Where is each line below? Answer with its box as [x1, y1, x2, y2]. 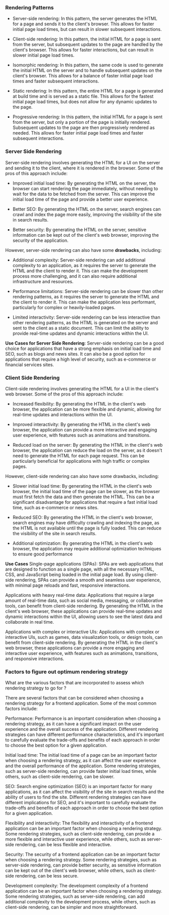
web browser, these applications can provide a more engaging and [5, 644, 144, 651]
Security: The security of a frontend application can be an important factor [5, 851, 160, 857]
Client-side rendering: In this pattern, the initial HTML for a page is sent [12, 36, 160, 42]
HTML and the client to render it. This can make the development [12, 268, 148, 274]
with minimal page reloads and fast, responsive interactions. [5, 582, 130, 588]
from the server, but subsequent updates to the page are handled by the [12, 41, 163, 48]
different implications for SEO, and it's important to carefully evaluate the [5, 800, 156, 806]
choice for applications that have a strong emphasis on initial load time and [5, 345, 161, 352]
